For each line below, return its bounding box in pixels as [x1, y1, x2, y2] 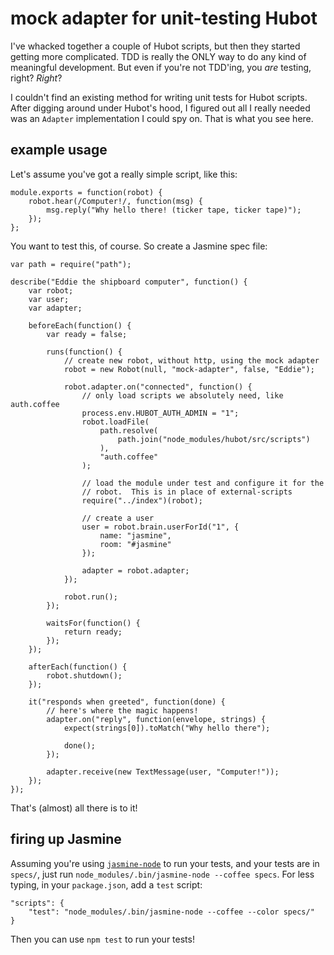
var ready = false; [46, 329, 128, 339]
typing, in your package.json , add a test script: [10, 878, 203, 891]
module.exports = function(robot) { [10, 187, 163, 197]
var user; [28, 294, 70, 304]
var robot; [28, 285, 74, 296]
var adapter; [28, 303, 83, 313]
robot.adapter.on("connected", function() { [63, 382, 253, 392]
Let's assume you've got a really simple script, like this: [10, 168, 238, 180]
